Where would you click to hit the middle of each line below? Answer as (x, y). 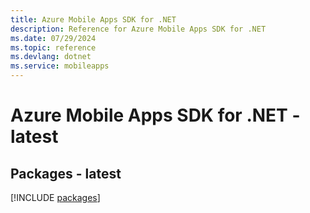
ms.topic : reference (53, 47)
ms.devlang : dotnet (51, 57)
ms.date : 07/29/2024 (53, 38)
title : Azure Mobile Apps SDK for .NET (93, 19)
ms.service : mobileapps (60, 66)
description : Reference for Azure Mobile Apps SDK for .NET (138, 29)
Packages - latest (66, 173)
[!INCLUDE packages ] (55, 197)
